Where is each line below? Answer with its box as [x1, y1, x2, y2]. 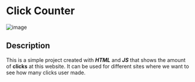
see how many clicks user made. [6, 69, 86, 76]
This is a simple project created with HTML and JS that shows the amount [6, 56, 186, 63]
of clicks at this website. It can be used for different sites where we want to [6, 63, 190, 70]
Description [6, 41, 50, 51]
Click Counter [6, 4, 75, 18]
